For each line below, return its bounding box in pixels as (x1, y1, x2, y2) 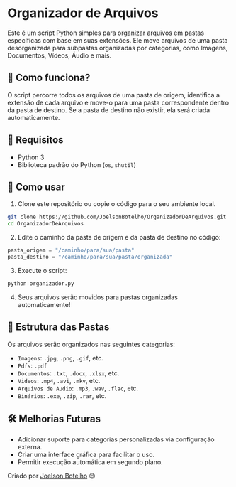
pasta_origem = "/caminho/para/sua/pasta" (7, 247, 135, 254)
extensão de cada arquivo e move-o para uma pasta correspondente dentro (7, 98, 230, 107)
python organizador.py (7, 279, 74, 287)
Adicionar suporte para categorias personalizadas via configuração (17, 435, 215, 444)
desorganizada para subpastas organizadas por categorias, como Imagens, (7, 43, 228, 52)
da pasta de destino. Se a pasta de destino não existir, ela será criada (7, 105, 210, 114)
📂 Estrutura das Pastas (7, 321, 110, 333)
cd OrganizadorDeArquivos (7, 220, 84, 228)
